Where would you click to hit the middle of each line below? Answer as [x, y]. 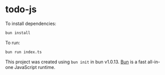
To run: [13, 42]
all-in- [154, 62]
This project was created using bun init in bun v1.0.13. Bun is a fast [76, 62]
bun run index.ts [24, 52]
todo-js [21, 9]
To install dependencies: [31, 23]
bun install [18, 33]
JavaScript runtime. [35, 67]
